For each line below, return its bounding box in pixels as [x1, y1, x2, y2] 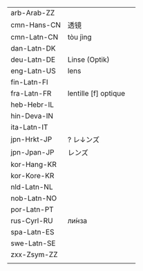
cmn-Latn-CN [10, 33, 59, 42]
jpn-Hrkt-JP [10, 134, 53, 144]
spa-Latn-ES [10, 227, 55, 236]
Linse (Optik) [67, 55, 110, 64]
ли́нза [67, 216, 88, 225]
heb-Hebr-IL [10, 100, 54, 110]
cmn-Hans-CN [10, 20, 61, 30]
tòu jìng [67, 33, 92, 42]
